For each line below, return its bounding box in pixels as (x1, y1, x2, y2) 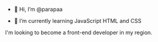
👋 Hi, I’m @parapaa (13, 6, 63, 13)
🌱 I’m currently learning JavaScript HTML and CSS (13, 17, 141, 24)
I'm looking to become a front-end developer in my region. (5, 29, 153, 36)
